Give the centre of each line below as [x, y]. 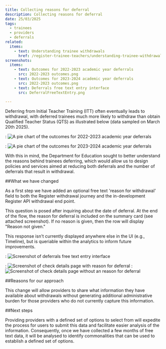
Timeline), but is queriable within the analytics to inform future [68, 242]
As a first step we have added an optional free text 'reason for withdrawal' [81, 191]
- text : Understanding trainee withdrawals [60, 51]
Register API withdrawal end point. [40, 201]
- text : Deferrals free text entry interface [62, 88]
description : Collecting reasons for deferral [54, 14]
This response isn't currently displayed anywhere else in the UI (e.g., [75, 236]
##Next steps [19, 310]
